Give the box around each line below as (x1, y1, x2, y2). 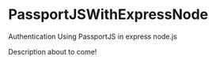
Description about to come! (8, 47, 97, 56)
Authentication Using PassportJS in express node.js (8, 32, 178, 41)
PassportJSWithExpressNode (8, 6, 209, 24)
